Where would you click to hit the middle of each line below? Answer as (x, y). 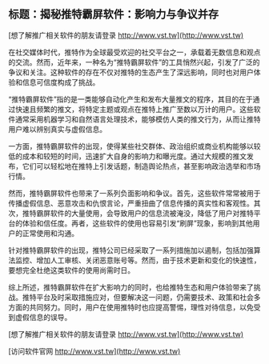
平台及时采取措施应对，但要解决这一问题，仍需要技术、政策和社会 (145, 297)
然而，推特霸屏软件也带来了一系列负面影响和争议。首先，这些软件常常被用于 (134, 193)
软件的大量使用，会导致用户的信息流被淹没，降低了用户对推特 (152, 213)
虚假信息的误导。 (43, 317)
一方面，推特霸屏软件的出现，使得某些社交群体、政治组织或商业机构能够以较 (134, 146)
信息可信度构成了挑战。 (61, 82)
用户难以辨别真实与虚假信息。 (57, 129)
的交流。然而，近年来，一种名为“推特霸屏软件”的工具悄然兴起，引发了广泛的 (134, 62)
